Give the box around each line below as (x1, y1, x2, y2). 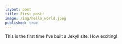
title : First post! (5, 11, 45, 16)
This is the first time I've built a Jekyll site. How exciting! (5, 33, 118, 39)
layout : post (5, 7, 32, 12)
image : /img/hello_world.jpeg (5, 16, 67, 21)
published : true (5, 20, 38, 25)
